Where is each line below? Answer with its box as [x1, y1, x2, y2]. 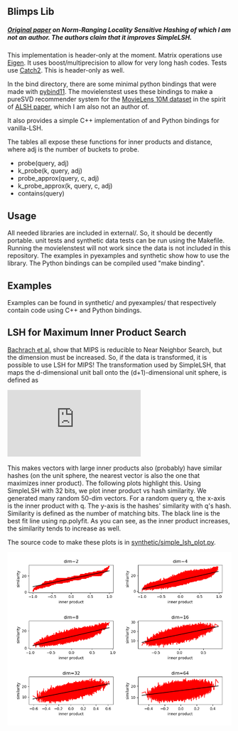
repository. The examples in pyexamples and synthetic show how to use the [7, 252, 229, 260]
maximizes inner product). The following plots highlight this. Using [7, 479, 201, 487]
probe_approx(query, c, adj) [17, 174, 99, 183]
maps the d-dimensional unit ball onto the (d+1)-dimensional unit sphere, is [7, 368, 227, 376]
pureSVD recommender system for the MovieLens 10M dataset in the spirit [7, 95, 226, 104]
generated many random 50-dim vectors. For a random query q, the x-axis [7, 493, 226, 502]
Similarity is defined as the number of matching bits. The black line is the [7, 508, 220, 518]
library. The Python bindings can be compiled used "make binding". [7, 259, 205, 267]
